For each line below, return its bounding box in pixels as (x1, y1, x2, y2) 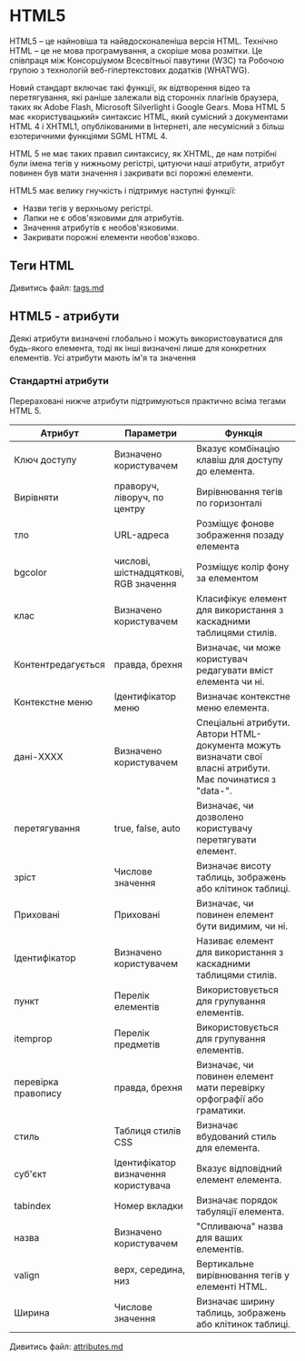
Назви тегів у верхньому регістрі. (22, 202, 153, 214)
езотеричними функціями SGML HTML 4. (9, 130, 168, 141)
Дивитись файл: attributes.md (9, 1341, 124, 1352)
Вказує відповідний (196, 1162, 282, 1174)
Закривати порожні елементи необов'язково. (22, 231, 200, 242)
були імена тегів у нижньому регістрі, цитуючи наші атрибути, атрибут (9, 157, 285, 168)
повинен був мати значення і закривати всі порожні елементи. (9, 167, 254, 178)
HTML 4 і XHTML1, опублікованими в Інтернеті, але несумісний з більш (9, 120, 284, 132)
